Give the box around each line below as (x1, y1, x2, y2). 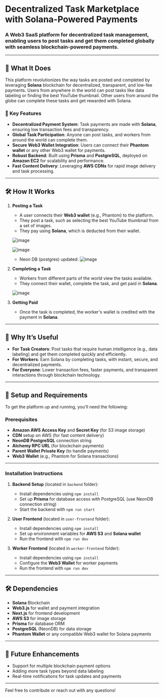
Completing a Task (12, 266, 51, 272)
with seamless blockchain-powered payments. (5, 44, 119, 50)
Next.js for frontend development (12, 610, 80, 616)
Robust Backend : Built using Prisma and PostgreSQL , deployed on (12, 152, 147, 158)
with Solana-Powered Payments (5, 14, 138, 25)
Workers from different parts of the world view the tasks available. (19, 275, 153, 281)
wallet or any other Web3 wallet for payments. (12, 147, 106, 153)
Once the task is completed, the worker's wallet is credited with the (19, 309, 155, 315)
